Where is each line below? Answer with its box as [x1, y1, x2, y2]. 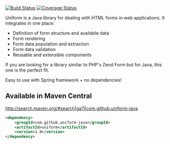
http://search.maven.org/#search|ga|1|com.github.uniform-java [5, 105, 138, 111]
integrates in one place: [5, 20, 55, 26]
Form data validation [12, 46, 56, 52]
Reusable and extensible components [12, 52, 92, 58]
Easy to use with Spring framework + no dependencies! [5, 77, 122, 83]
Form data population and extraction [12, 41, 89, 47]
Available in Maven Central [5, 92, 92, 101]
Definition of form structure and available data [12, 30, 109, 36]
